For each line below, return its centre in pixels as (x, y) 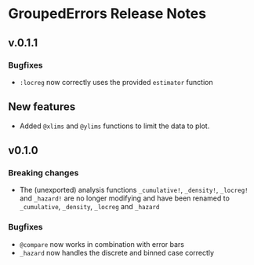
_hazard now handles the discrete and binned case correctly (116, 252)
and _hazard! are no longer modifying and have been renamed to (124, 198)
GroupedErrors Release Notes (107, 14)
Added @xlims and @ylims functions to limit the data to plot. (114, 126)
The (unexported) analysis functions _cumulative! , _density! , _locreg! (134, 190)
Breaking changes (44, 173)
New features (42, 107)
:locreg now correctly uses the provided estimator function (116, 82)
